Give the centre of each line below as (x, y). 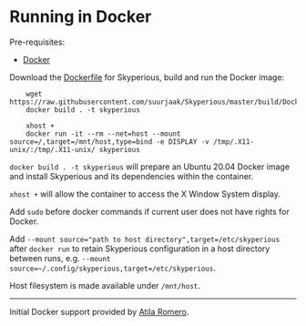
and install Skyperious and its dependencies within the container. (132, 176)
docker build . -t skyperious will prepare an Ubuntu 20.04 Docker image (149, 167)
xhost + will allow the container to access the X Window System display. (145, 194)
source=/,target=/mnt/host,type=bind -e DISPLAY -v (109, 142)
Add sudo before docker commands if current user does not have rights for (149, 211)
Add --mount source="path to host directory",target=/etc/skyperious (145, 239)
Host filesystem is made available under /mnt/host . (105, 285)
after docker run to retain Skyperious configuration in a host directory (140, 249)
